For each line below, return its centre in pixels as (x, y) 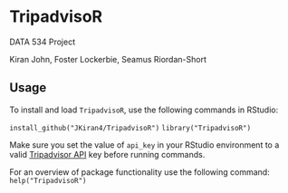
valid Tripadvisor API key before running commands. (107, 154)
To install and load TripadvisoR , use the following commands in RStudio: (144, 110)
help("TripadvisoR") (48, 180)
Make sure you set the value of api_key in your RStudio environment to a (144, 145)
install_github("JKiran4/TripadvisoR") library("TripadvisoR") (130, 128)
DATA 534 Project (42, 42)
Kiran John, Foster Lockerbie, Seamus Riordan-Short (108, 59)
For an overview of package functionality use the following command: (139, 172)
